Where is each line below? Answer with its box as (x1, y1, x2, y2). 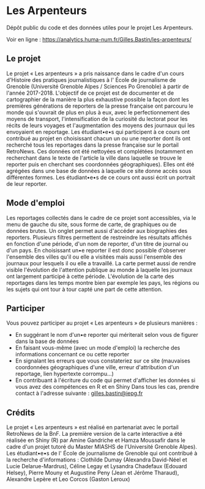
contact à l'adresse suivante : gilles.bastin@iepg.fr (15, 389, 143, 397)
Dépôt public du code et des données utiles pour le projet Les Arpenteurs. (6, 24, 193, 31)
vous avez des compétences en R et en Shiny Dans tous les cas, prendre (15, 383, 199, 391)
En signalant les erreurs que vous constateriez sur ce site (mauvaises (15, 357, 191, 364)
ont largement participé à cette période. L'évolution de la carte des (6, 273, 174, 280)
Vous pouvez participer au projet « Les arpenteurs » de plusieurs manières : (6, 319, 198, 327)
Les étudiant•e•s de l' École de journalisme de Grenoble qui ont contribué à (6, 450, 198, 457)
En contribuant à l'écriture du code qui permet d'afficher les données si (15, 377, 196, 384)
